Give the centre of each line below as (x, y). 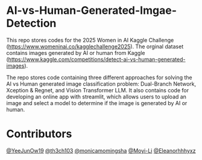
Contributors (39, 134)
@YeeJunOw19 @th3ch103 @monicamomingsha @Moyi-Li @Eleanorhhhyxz (101, 150)
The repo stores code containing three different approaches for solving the (99, 77)
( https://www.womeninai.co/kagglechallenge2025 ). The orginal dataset (95, 46)
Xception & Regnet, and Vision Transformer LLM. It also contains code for (97, 90)
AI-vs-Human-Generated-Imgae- (91, 11)
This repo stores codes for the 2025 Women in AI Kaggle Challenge (90, 40)
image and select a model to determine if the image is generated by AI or (97, 103)
